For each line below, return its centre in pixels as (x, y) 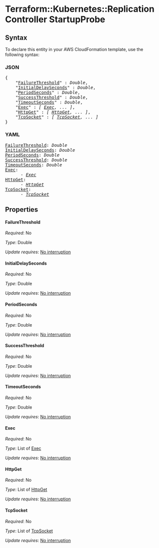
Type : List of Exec (23, 448)
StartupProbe (77, 19)
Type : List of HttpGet (26, 490)
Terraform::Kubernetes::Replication (80, 9)
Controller (26, 19)
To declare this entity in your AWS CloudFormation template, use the (74, 49)
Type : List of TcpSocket (29, 531)
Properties (22, 209)
